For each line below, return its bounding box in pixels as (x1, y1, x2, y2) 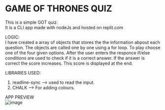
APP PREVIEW (5, 94, 34, 100)
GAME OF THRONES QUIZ (5, 3, 112, 14)
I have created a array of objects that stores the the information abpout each (5, 39, 160, 45)
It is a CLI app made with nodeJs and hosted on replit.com (5, 24, 124, 30)
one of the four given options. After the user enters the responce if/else (5, 50, 150, 56)
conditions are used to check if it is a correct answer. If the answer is (5, 55, 145, 61)
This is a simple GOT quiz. (5, 19, 58, 25)
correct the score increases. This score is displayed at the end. (5, 60, 133, 66)
